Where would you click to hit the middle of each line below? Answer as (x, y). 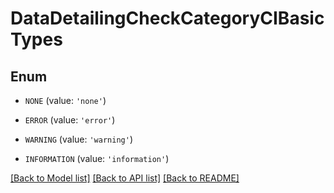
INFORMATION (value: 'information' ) (97, 158)
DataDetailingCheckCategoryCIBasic (167, 18)
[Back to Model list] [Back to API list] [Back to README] (125, 178)
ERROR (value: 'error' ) (70, 120)
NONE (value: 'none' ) (65, 100)
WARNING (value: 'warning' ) (78, 139)
